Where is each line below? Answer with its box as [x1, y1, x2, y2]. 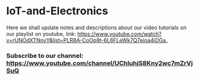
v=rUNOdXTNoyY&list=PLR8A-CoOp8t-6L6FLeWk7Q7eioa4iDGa [6, 36, 167, 44]
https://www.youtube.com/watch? [77, 30, 162, 37]
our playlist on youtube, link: [6, 30, 76, 37]
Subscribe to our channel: [6, 51, 84, 60]
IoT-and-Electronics [6, 4, 108, 18]
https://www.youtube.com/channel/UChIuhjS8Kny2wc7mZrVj [6, 59, 194, 67]
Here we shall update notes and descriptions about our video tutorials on [6, 24, 187, 31]
